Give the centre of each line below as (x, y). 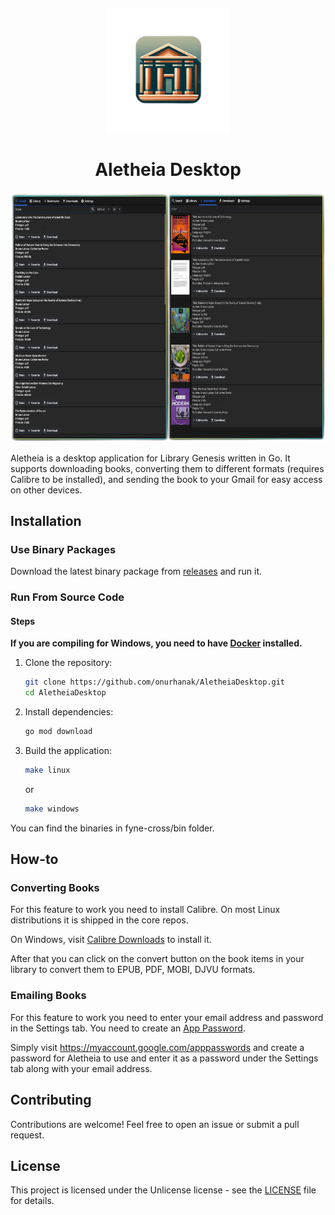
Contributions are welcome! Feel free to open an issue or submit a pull (155, 1124)
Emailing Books (48, 996)
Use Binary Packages (63, 549)
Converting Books (55, 888)
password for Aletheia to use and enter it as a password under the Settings (164, 1058)
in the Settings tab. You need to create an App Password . (128, 1028)
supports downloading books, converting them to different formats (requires (167, 468)
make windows (52, 809)
